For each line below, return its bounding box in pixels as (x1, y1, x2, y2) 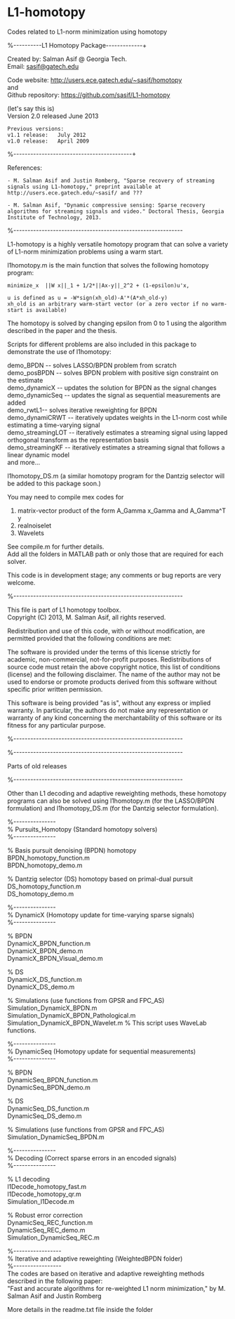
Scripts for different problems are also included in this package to (7, 340, 197, 348)
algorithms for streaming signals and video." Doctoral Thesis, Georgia (7, 208, 224, 215)
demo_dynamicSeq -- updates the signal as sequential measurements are (7, 391, 221, 399)
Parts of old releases (7, 761, 67, 770)
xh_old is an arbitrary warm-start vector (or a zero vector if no (7, 300, 209, 308)
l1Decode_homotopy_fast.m (7, 1182, 87, 1190)
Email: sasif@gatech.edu (7, 62, 79, 70)
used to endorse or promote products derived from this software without (7, 677, 217, 685)
